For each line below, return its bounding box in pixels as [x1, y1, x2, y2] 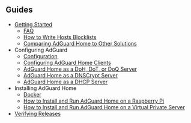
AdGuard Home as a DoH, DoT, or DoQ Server [23, 65, 138, 73]
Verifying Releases [14, 110, 61, 117]
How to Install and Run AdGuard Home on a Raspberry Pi [23, 97, 165, 104]
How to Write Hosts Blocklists [23, 33, 97, 41]
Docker [23, 91, 41, 98]
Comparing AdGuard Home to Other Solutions [23, 40, 137, 47]
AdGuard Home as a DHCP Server [23, 78, 108, 85]
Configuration [23, 52, 58, 59]
